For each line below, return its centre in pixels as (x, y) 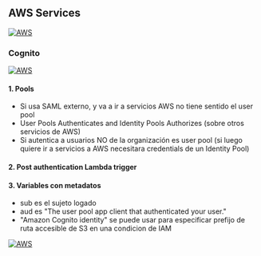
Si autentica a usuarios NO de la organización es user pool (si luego (131, 140)
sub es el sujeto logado (58, 203)
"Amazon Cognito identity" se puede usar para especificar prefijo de (132, 220)
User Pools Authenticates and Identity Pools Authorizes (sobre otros (132, 124)
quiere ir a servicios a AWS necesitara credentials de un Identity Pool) (134, 149)
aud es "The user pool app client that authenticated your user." (123, 211)
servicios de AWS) (50, 132)
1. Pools (21, 89)
